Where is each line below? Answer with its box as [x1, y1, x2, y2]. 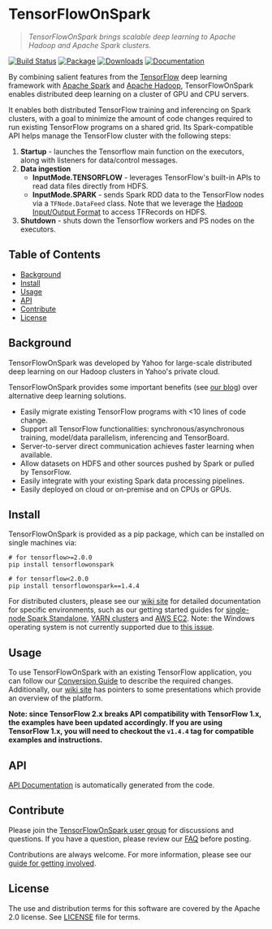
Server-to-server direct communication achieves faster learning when [19, 441, 254, 451]
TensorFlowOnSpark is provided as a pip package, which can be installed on [8, 529, 265, 539]
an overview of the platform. [8, 693, 103, 703]
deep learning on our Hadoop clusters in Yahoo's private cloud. [8, 367, 221, 376]
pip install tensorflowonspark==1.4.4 [8, 582, 140, 590]
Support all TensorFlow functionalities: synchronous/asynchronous [19, 423, 245, 433]
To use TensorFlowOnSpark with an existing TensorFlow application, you [8, 667, 252, 677]
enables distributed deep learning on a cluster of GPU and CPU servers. [8, 89, 249, 98]
